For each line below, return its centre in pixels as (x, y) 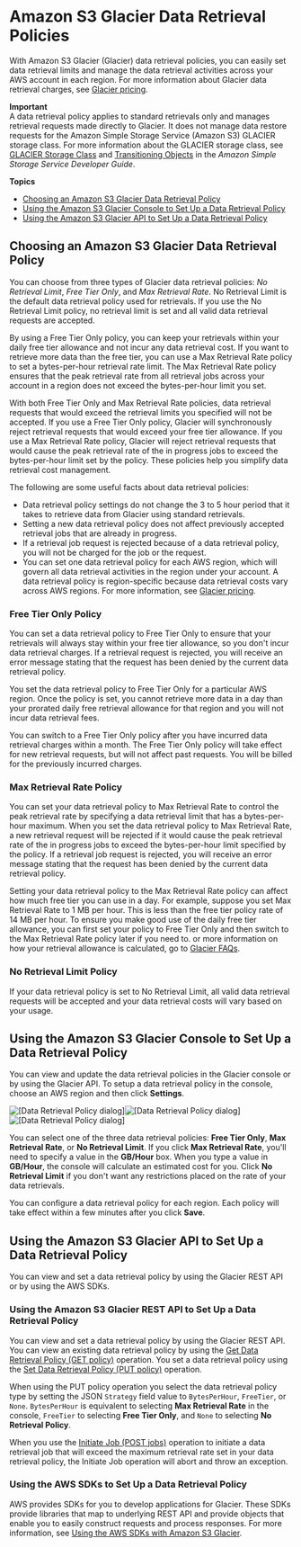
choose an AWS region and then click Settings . (97, 1094)
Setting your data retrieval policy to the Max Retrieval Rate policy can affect (149, 891)
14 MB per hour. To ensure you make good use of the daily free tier (133, 920)
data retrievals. (37, 1185)
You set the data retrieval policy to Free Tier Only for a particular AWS (138, 689)
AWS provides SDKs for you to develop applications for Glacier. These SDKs (150, 1504)
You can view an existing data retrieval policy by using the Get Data (134, 1350)
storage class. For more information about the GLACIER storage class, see (146, 145)
